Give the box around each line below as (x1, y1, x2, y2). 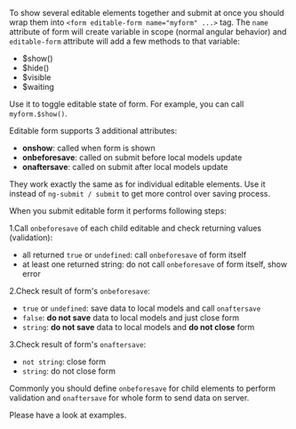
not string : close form (21, 356, 107, 367)
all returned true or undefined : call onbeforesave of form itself (21, 249, 247, 260)
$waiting (21, 82, 55, 92)
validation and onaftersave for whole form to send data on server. (9, 393, 250, 403)
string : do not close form (21, 366, 116, 376)
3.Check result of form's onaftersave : (9, 339, 147, 350)
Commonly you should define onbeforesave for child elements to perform (9, 383, 276, 393)
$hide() (21, 62, 50, 73)
